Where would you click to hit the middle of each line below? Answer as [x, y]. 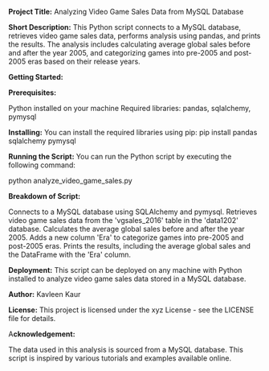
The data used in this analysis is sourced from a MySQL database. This [126, 350]
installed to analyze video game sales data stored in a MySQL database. [127, 278]
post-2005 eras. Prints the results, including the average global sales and [130, 246]
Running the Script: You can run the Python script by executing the [120, 157]
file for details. [32, 318]
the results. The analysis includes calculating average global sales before [129, 44]
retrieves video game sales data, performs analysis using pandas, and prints [134, 36]
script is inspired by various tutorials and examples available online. [120, 358]
